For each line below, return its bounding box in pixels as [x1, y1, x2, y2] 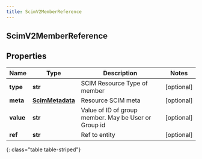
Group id [81, 121, 106, 129]
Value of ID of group [81, 106, 138, 114]
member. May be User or [81, 113, 151, 121]
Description [103, 69, 138, 77]
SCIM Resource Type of [81, 79, 148, 87]
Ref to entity [81, 130, 115, 139]
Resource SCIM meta [81, 96, 141, 105]
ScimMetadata [32, 96, 75, 105]
